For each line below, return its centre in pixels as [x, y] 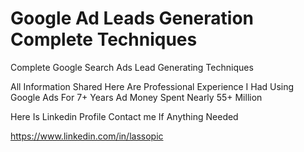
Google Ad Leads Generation [132, 18]
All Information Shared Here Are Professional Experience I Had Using [152, 86]
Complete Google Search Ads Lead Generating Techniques [132, 67]
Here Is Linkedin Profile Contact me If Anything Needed [124, 116]
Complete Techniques [104, 39]
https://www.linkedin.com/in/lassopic [87, 136]
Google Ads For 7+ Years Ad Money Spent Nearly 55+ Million [136, 97]
